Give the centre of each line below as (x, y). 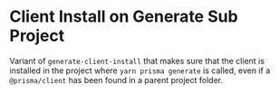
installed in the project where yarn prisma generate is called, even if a (140, 70)
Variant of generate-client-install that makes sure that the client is (137, 61)
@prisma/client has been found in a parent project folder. (116, 80)
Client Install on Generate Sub (124, 17)
